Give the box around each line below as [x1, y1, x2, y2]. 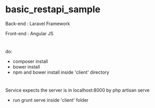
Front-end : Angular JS [5, 30, 54, 36]
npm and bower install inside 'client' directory [12, 69, 109, 75]
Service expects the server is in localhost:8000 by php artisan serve [5, 87, 150, 93]
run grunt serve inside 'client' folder [12, 97, 89, 103]
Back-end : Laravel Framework [5, 20, 70, 27]
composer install [12, 58, 48, 64]
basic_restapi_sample [5, 4, 101, 15]
